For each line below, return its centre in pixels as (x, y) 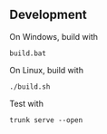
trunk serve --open (46, 120)
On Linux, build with (47, 70)
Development (49, 15)
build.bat (28, 53)
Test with (26, 103)
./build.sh (30, 86)
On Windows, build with (53, 36)
